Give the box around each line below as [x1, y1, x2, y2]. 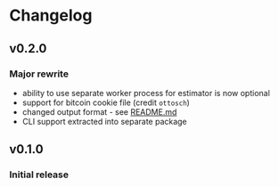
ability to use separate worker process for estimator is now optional [21, 87, 270, 98]
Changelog [9, 5, 93, 26]
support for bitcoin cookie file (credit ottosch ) [21, 97, 190, 108]
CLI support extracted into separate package [21, 116, 187, 126]
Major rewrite [9, 68, 70, 80]
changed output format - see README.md [21, 106, 177, 117]
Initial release [9, 168, 70, 181]
